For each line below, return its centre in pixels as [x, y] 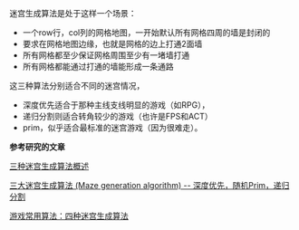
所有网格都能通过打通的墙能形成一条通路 [98, 67]
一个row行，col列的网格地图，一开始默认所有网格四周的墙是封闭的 [146, 33]
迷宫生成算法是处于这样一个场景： [73, 13]
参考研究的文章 [37, 147]
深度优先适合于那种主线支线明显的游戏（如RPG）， [116, 105]
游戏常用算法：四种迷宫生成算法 [69, 216]
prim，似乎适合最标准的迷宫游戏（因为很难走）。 [112, 128]
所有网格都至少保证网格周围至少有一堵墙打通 [106, 55]
